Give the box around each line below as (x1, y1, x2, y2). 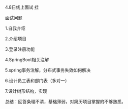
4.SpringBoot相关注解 (5, 57, 49, 63)
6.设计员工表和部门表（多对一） (5, 78, 70, 83)
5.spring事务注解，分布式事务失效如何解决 (5, 67, 91, 73)
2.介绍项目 (5, 36, 27, 41)
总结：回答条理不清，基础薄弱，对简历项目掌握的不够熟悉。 (5, 99, 126, 105)
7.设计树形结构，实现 (5, 88, 48, 94)
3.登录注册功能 (5, 46, 35, 52)
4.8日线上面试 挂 (5, 4, 39, 10)
